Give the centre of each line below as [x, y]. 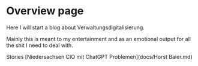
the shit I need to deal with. [40, 45]
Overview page [45, 11]
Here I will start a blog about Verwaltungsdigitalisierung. [76, 27]
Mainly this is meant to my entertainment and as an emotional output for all [98, 39]
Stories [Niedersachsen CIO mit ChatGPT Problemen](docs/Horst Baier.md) [100, 56]
